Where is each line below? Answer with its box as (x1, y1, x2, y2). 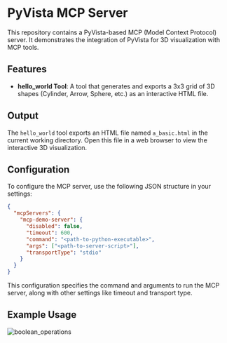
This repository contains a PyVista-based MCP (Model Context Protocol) (7, 28, 217, 36)
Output (7, 110, 39, 122)
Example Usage (7, 309, 77, 321)
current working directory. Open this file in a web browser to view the (7, 135, 208, 144)
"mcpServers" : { (13, 210, 61, 217)
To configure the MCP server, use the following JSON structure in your (7, 182, 212, 191)
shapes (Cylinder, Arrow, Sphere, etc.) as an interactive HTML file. (17, 89, 209, 97)
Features (7, 63, 47, 75)
